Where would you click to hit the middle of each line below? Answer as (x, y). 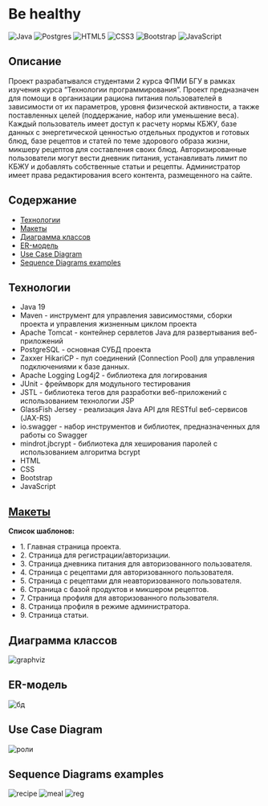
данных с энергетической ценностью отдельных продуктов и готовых (129, 132)
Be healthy (45, 14)
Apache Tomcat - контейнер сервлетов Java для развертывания (130, 333)
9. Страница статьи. (54, 615)
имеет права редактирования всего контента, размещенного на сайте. (130, 175)
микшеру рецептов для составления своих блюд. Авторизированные (128, 149)
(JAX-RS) (35, 418)
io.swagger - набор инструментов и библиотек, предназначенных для (140, 426)
